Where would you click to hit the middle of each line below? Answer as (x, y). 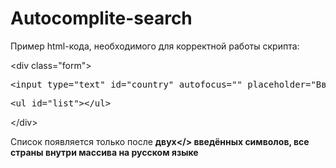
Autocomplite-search (101, 18)
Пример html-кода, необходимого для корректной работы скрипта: (155, 46)
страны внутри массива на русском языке (104, 152)
